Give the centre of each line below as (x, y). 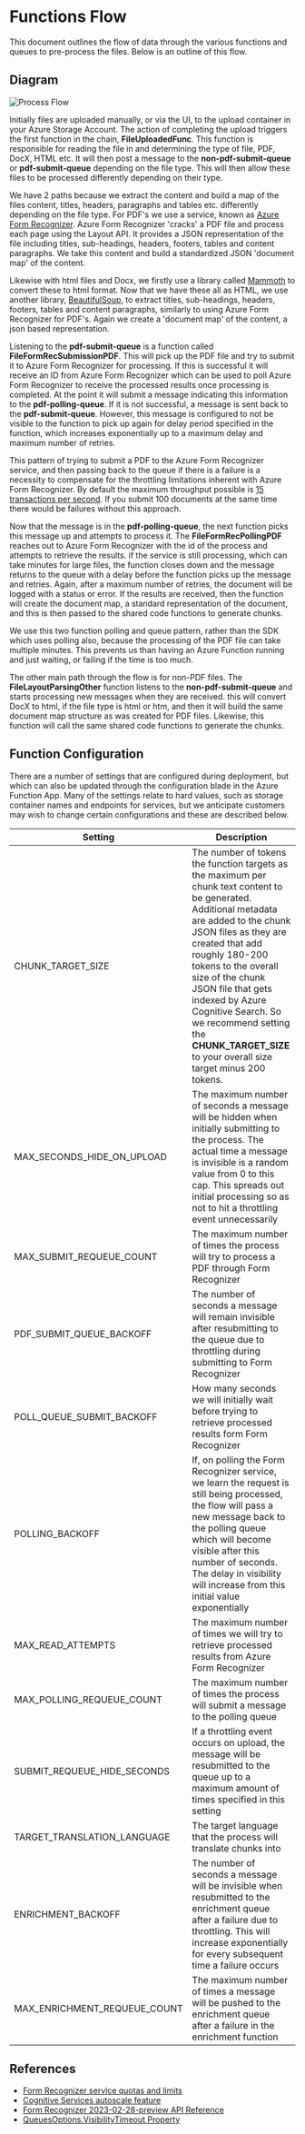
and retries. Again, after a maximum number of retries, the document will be (151, 584)
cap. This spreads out (238, 1185)
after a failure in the (233, 2025)
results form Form (230, 1434)
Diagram (34, 80)
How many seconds (234, 1388)
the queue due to (228, 1339)
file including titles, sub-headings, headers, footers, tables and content (142, 243)
